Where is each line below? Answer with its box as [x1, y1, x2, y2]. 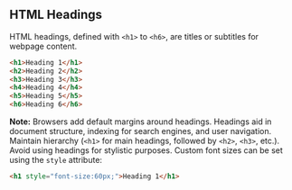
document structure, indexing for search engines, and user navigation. [9, 126, 272, 137]
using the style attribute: [9, 155, 102, 166]
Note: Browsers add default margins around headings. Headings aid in [9, 116, 272, 127]
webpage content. [9, 41, 78, 51]
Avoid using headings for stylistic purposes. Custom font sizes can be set [9, 145, 283, 156]
